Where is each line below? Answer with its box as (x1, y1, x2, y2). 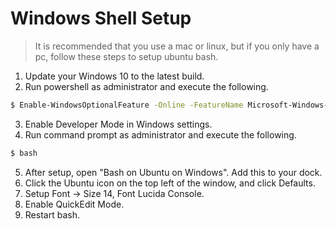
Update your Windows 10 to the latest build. (24, 70, 205, 82)
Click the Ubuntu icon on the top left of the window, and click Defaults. (24, 177, 316, 189)
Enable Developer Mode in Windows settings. (24, 118, 213, 130)
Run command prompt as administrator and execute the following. (24, 128, 297, 141)
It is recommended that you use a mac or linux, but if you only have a (34, 40, 320, 52)
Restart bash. (24, 208, 80, 221)
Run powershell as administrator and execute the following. (24, 80, 269, 92)
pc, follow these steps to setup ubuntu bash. (34, 50, 219, 62)
